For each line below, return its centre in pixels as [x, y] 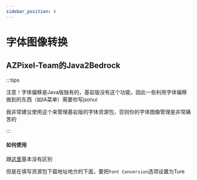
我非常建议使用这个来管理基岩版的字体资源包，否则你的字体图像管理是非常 [96, 112]
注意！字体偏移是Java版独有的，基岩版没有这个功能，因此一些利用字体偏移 [97, 92]
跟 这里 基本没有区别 [29, 159]
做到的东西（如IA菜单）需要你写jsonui [52, 99]
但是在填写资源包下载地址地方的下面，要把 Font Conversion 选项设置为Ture [95, 171]
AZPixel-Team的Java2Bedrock [63, 66]
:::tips [13, 80]
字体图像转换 [37, 42]
